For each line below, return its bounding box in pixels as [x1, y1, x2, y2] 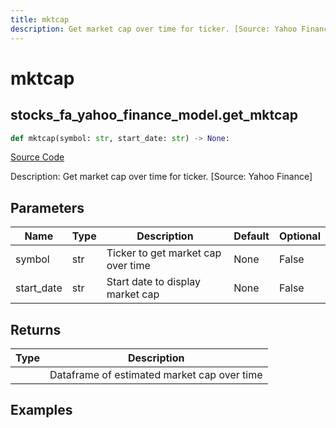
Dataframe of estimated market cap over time [49, 368, 263, 381]
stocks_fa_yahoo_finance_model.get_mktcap [10, 107, 298, 124]
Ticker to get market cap [106, 246, 222, 260]
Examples [10, 402, 73, 419]
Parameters [10, 199, 85, 216]
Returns [10, 321, 62, 338]
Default [233, 229, 270, 243]
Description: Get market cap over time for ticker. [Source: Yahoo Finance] [10, 171, 313, 183]
